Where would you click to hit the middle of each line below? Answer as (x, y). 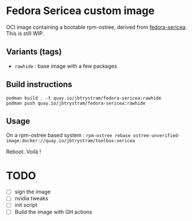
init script (26, 205)
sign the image (33, 192)
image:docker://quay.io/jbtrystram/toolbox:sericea (70, 141)
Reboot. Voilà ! (23, 152)
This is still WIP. (25, 33)
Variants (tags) (34, 52)
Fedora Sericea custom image (80, 11)
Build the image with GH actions (53, 212)
